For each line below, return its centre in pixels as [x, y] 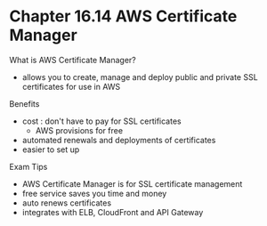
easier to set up [51, 149]
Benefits [24, 103]
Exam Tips [28, 166]
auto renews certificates [67, 203]
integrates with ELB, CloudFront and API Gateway [113, 212]
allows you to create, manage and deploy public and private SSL [140, 77]
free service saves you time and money [94, 193]
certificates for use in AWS [71, 86]
